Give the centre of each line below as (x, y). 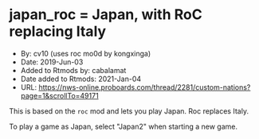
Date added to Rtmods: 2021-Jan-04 (81, 79)
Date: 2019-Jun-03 (52, 62)
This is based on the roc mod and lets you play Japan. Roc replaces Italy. (129, 111)
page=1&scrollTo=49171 (59, 95)
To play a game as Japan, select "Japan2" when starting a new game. (124, 126)
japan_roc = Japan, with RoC (106, 15)
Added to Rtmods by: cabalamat (73, 70)
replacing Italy (58, 31)
